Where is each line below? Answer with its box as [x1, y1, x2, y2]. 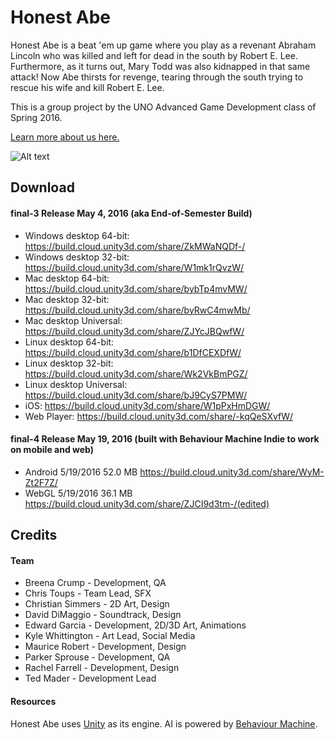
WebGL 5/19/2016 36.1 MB [24, 487, 133, 499]
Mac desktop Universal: [24, 314, 123, 326]
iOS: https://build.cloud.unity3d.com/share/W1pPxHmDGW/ [24, 399, 271, 411]
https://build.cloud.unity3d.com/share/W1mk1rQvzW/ [24, 261, 245, 273]
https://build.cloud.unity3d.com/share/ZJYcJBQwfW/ [24, 325, 245, 337]
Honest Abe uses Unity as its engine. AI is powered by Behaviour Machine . [10, 717, 318, 730]
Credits [10, 527, 58, 544]
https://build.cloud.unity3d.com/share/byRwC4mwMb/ [24, 304, 251, 316]
